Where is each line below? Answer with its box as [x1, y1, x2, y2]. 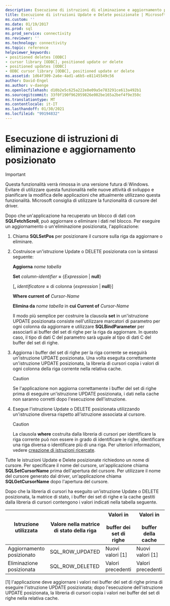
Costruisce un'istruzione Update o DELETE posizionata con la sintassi [12, 248, 158, 254]
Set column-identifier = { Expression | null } [12, 273, 102, 279]
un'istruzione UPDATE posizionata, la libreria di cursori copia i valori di [12, 360, 159, 366]
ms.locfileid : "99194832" [5, 111, 60, 117]
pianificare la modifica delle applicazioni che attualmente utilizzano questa [5, 192, 161, 198]
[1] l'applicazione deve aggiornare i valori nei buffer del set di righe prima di [5, 579, 163, 585]
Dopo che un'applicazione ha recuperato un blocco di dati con [5, 212, 136, 219]
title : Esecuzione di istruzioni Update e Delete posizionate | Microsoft [5, 12, 166, 17]
